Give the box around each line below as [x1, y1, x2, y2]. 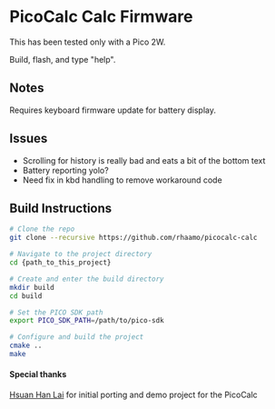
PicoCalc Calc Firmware [9, 6, 193, 27]
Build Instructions [9, 200, 113, 215]
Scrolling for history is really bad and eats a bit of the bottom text [22, 155, 266, 165]
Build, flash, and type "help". [9, 54, 116, 65]
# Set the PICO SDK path [9, 307, 103, 317]
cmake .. [9, 341, 43, 351]
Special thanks [9, 369, 67, 380]
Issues [9, 131, 48, 146]
